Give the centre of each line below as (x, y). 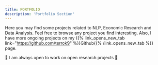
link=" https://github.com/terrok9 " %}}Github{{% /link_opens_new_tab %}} (79, 43)
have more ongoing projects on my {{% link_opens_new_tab (65, 38)
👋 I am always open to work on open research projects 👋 (61, 57)
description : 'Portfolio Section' (40, 14)
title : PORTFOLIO (23, 9)
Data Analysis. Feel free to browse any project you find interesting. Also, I (78, 33)
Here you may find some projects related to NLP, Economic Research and (78, 27)
